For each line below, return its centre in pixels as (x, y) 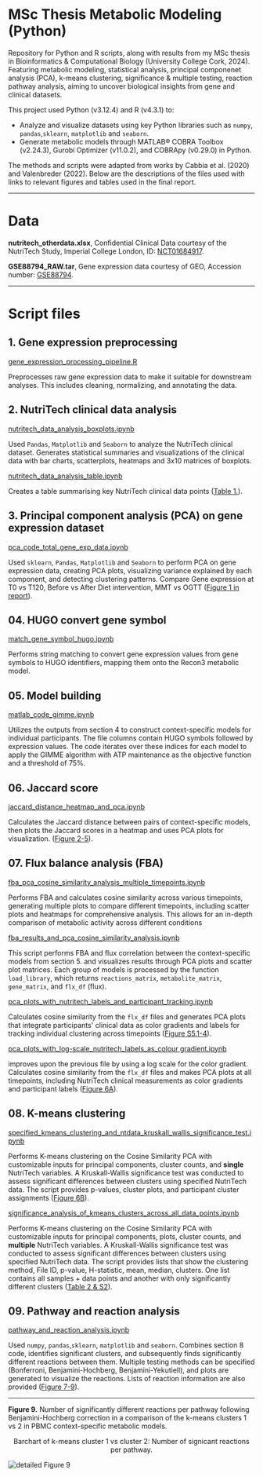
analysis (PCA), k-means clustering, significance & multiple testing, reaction (130, 78)
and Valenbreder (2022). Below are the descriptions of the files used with (126, 174)
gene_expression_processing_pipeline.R (73, 361)
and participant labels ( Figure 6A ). (63, 1088)
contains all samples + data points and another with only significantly (119, 1278)
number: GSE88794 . (41, 274)
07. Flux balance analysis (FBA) (86, 863)
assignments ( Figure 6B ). (49, 1197)
